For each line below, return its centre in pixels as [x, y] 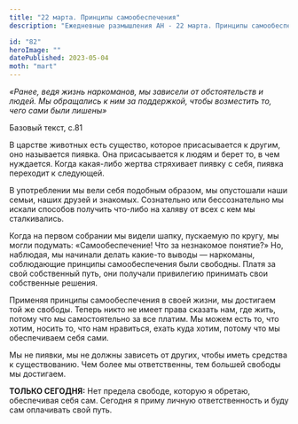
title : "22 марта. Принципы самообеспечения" [94, 17]
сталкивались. [37, 219]
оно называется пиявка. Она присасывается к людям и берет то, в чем [145, 154]
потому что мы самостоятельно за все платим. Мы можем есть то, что [144, 319]
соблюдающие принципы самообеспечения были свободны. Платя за [143, 264]
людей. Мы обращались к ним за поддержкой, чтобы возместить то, [141, 101]
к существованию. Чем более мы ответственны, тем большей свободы [145, 364]
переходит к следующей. [57, 173]
